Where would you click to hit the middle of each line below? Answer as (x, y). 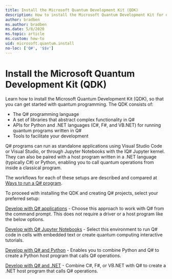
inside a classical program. (34, 168)
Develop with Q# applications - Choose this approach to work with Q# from (85, 208)
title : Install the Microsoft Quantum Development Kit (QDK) (72, 10)
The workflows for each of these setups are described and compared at (81, 177)
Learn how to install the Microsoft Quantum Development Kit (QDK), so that (84, 98)
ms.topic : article (25, 34)
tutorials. (15, 240)
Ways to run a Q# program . (34, 183)
